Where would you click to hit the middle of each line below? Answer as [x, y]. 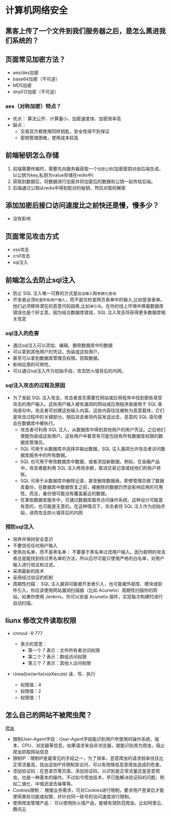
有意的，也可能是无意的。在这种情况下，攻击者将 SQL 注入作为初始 [91, 506]
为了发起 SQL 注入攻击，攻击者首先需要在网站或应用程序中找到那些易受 [88, 398]
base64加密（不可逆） [36, 79]
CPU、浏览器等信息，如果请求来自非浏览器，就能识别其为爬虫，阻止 [93, 745]
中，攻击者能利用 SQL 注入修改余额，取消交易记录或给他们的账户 [88, 468]
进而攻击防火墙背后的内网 [56, 512]
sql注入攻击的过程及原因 [35, 385]
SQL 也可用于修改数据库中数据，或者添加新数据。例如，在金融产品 [90, 461]
